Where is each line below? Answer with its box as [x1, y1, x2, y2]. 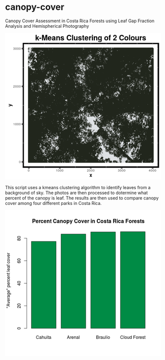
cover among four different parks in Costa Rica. [5, 200, 102, 206]
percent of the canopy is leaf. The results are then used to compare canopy [5, 195, 159, 201]
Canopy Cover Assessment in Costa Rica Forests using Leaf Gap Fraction [5, 18, 155, 24]
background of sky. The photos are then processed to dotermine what [5, 190, 148, 196]
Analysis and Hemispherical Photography [5, 23, 89, 29]
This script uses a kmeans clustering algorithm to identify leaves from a [5, 184, 151, 190]
